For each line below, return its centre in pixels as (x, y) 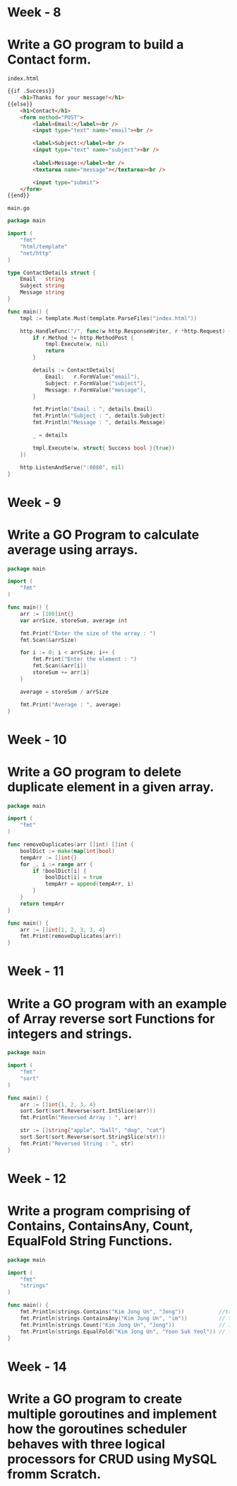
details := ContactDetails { (74, 370)
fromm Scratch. (54, 1474)
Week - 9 (34, 502)
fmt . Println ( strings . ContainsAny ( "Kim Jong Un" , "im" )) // (123, 1318)
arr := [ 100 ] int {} (47, 614)
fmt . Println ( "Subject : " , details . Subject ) (99, 416)
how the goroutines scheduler (97, 1429)
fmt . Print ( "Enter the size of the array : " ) (88, 633)
